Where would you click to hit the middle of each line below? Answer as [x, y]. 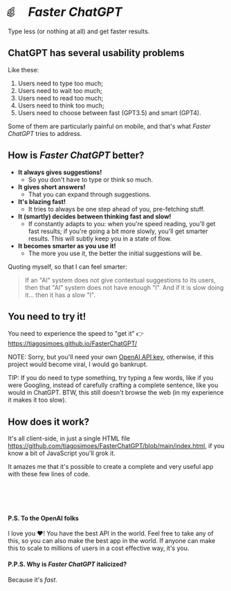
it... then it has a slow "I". [60, 295]
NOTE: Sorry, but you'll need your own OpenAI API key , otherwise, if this [111, 357]
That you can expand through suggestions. [90, 194]
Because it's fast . [33, 579]
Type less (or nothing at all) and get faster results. [79, 31]
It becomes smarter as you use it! [67, 246]
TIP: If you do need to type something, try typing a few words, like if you [111, 378]
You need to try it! [47, 316]
